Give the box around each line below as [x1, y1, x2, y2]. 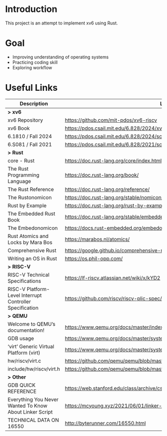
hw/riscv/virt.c [7, 357, 41, 364]
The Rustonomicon [7, 194, 52, 201]
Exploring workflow [12, 64, 52, 70]
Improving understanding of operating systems [12, 54, 109, 60]
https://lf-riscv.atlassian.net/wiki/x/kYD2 [65, 274, 161, 281]
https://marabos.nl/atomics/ [65, 235, 130, 242]
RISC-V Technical [7, 271, 50, 278]
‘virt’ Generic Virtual [7, 343, 55, 350]
